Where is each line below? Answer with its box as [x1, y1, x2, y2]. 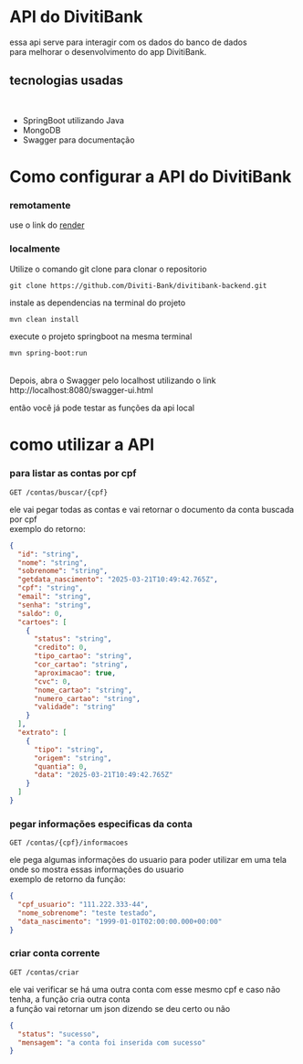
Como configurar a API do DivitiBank [9, 166, 292, 186]
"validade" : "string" [33, 702, 117, 712]
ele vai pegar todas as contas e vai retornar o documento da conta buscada [9, 504, 295, 515]
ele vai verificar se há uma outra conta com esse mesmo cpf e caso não [9, 984, 281, 995]
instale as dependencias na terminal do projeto [9, 297, 186, 308]
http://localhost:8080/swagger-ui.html [9, 385, 153, 396]
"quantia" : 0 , [33, 761, 89, 771]
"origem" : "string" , [33, 753, 112, 762]
